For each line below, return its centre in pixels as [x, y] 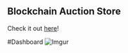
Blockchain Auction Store [64, 12]
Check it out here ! [33, 28]
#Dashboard [25, 42]
